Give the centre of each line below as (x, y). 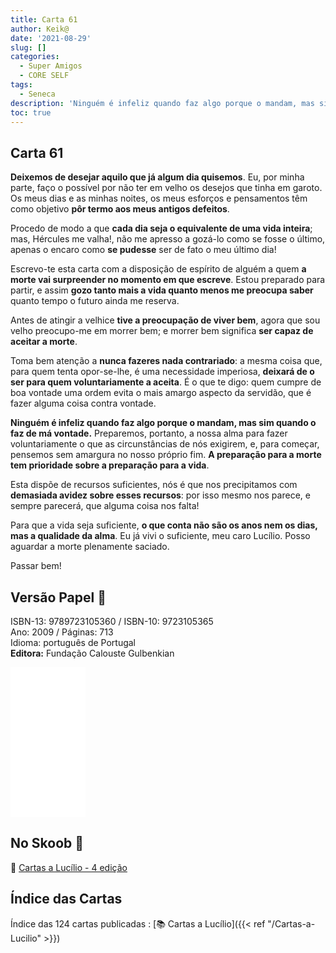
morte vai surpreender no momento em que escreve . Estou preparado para (168, 280)
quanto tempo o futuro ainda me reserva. (95, 301)
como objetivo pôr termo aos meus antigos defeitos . (120, 209)
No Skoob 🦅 (47, 843)
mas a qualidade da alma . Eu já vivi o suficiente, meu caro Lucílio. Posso (160, 536)
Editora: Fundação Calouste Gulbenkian (92, 653)
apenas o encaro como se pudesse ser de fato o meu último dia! (143, 250)
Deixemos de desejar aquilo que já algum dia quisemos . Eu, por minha (157, 177)
